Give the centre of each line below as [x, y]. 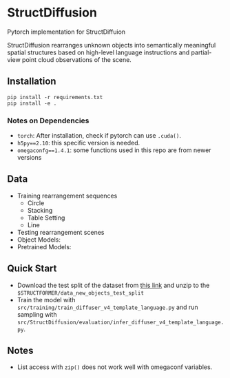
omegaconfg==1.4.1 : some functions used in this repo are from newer [114, 150]
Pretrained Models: [44, 246]
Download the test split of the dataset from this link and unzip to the [113, 285]
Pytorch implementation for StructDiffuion [66, 32]
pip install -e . [32, 103]
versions [29, 158]
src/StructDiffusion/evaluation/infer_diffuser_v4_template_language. [121, 322]
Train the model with [46, 300]
